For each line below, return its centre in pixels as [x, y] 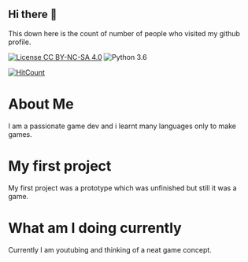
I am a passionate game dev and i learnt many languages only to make [122, 126]
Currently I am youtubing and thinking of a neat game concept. [110, 249]
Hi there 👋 [33, 15]
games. [20, 134]
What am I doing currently [95, 228]
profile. [20, 42]
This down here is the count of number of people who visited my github [124, 33]
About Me [41, 104]
